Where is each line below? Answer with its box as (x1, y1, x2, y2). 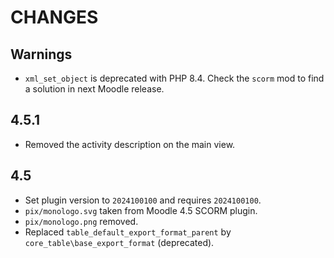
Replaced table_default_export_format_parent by (24, 226, 232, 238)
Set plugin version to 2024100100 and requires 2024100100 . (24, 194, 262, 206)
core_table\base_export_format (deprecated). (24, 236, 215, 248)
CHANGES (10, 6, 99, 29)
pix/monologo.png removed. (24, 215, 139, 227)
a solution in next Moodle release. (24, 83, 165, 95)
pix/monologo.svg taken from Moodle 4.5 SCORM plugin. (24, 204, 258, 216)
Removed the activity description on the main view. (24, 138, 236, 150)
